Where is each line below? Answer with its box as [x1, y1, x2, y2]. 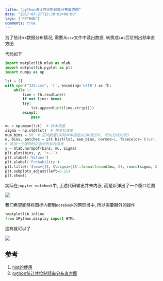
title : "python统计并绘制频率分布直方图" [5, 7, 81, 12]
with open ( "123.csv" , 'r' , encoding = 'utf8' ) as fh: [5, 83, 112, 88]
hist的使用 [12, 264, 33, 270]
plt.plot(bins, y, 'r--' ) [5, 151, 57, 156]
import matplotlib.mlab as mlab [5, 61, 70, 66]
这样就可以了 [5, 226, 31, 231]
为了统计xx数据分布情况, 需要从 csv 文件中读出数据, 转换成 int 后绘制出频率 [5, 35, 151, 40]
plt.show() [5, 173, 27, 178]
